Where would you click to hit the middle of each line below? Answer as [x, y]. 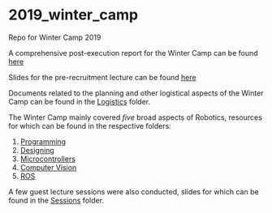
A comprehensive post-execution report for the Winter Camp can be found [133, 53]
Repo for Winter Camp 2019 [55, 37]
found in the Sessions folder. [56, 200]
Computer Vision [48, 167]
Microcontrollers [47, 159]
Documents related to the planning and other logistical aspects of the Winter [136, 93]
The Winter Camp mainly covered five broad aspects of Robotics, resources [135, 117]
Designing [37, 150]
